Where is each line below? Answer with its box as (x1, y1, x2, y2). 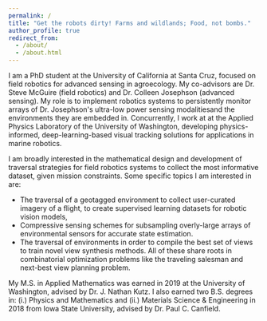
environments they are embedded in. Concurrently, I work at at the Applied (8, 113, 253, 122)
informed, (8, 130, 41, 140)
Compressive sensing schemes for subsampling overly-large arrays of (19, 220, 251, 230)
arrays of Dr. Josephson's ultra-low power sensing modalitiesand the (8, 105, 235, 114)
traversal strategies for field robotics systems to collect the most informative (8, 163, 259, 172)
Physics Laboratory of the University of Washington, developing (8, 121, 218, 131)
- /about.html (15, 49, 62, 57)
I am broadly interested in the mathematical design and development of (8, 154, 243, 164)
